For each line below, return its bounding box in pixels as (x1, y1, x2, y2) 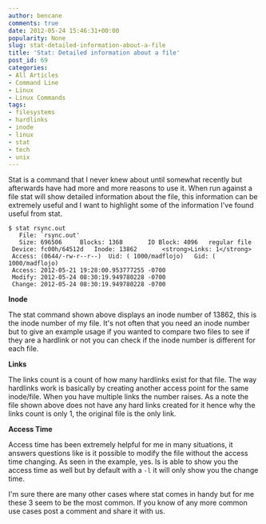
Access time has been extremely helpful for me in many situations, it (8, 440, 233, 450)
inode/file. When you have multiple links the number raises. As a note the (8, 392, 249, 402)
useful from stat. (8, 209, 62, 218)
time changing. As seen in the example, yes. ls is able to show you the (8, 457, 239, 466)
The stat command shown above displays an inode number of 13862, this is (8, 310, 257, 320)
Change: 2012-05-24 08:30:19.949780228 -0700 (11, 281, 166, 289)
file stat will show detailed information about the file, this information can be (8, 192, 258, 202)
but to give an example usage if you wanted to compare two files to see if (8, 327, 250, 337)
